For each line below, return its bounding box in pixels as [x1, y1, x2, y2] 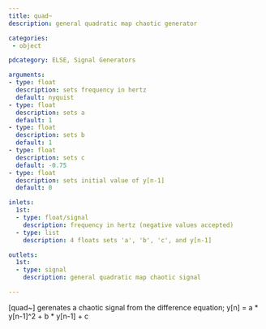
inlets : [8, 199, 35, 207]
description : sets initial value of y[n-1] [15, 176, 165, 185]
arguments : [8, 70, 45, 79]
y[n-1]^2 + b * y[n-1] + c [8, 311, 89, 321]
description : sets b [15, 131, 85, 139]
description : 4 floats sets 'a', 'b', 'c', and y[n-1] [23, 236, 212, 244]
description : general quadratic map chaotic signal [23, 273, 201, 282]
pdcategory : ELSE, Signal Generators [8, 56, 136, 65]
